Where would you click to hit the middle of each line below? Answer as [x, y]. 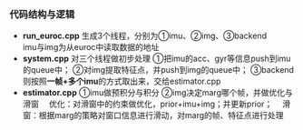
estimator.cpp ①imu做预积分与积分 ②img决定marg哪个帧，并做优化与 [157, 93]
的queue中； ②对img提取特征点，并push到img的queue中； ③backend [158, 70]
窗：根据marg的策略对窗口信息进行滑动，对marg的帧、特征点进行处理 [153, 115]
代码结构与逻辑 [42, 14]
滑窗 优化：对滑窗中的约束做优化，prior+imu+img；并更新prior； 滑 [156, 104]
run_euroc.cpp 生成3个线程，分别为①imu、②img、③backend [145, 36]
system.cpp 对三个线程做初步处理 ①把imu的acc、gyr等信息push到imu [156, 59]
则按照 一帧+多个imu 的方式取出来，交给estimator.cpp [122, 81]
